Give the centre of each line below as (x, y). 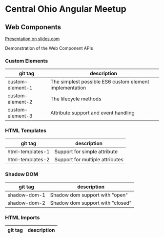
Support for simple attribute (86, 151)
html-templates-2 (29, 159)
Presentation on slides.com (32, 39)
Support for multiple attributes (89, 159)
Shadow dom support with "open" (89, 195)
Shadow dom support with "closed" (91, 203)
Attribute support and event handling (93, 113)
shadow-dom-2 (26, 203)
